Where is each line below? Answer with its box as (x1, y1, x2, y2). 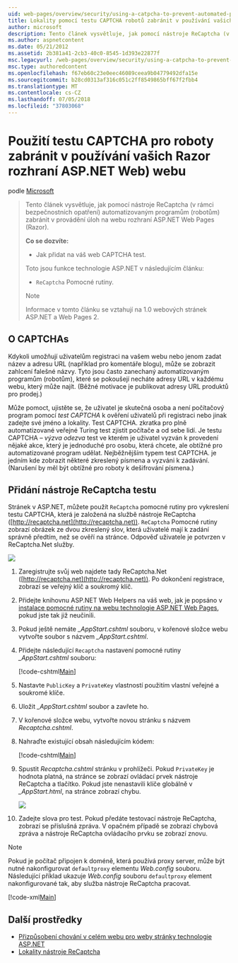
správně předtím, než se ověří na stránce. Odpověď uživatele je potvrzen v (8, 532, 226, 542)
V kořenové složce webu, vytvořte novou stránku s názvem (18, 716, 191, 724)
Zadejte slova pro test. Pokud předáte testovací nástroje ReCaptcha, (18, 814, 217, 823)
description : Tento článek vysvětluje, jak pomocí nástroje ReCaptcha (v (8, 30, 230, 38)
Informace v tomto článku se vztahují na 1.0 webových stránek (25, 305, 207, 314)
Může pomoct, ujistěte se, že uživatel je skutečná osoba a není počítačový (8, 403, 225, 411)
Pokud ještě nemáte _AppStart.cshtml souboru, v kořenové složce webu (18, 625, 228, 634)
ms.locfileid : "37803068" (8, 103, 84, 110)
